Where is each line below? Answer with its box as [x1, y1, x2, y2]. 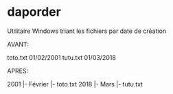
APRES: [7, 67, 29, 75]
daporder [7, 4, 62, 20]
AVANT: [7, 40, 30, 48]
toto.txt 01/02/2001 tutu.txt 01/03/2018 [7, 53, 117, 62]
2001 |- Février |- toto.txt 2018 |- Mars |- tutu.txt [7, 80, 143, 88]
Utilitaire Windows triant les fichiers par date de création [7, 27, 167, 35]
